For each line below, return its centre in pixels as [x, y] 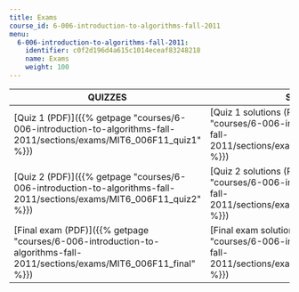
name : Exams [47, 59]
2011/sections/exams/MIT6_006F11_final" [105, 264]
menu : [19, 34]
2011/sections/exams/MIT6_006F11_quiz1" [108, 140]
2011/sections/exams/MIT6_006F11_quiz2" [108, 199]
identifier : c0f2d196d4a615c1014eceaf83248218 [113, 51]
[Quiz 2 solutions [246, 171]
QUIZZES [107, 97]
